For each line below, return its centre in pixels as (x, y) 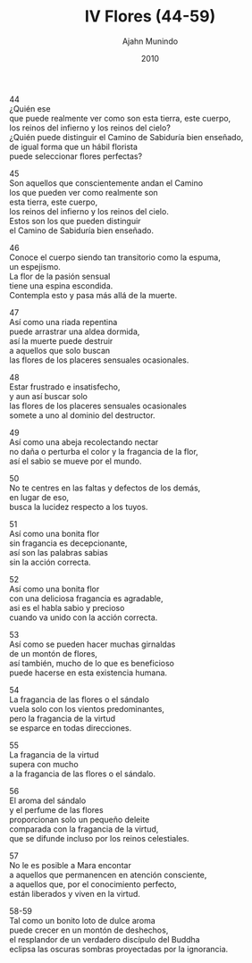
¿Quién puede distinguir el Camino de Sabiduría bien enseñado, (126, 137)
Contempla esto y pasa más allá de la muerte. (93, 295)
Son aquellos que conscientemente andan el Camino (106, 183)
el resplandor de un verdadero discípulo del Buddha (105, 939)
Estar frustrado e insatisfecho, (65, 387)
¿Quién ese (30, 108)
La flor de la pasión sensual (60, 276)
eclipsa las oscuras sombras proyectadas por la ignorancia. (119, 949)
